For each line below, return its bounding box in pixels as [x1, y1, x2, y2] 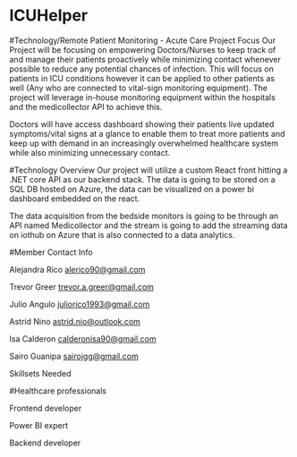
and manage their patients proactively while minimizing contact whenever [9, 54, 282, 64]
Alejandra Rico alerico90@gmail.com [9, 264, 146, 275]
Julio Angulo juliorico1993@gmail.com [9, 299, 150, 309]
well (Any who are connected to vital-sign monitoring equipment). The [9, 82, 268, 93]
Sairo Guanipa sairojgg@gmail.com [9, 351, 139, 361]
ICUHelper [9, 5, 88, 26]
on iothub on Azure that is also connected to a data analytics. [9, 229, 235, 240]
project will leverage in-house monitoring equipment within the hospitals [9, 91, 276, 103]
